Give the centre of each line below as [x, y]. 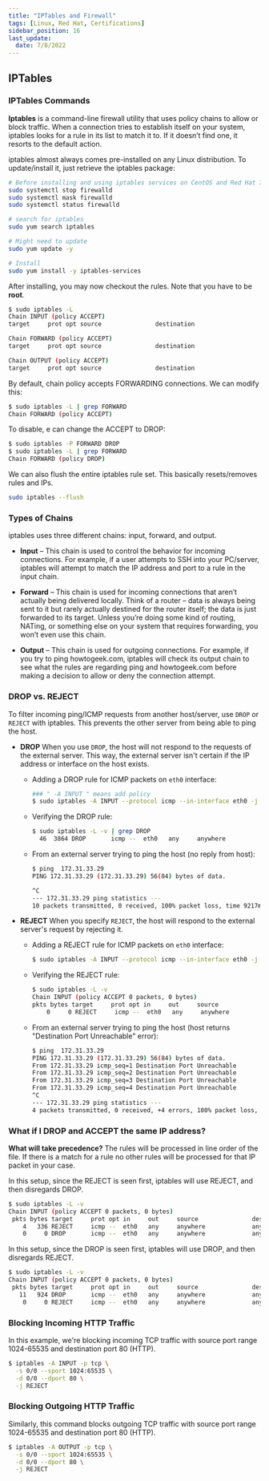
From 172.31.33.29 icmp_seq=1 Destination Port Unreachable [134, 1066]
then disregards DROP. [46, 1189]
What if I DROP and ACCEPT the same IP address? [107, 1131]
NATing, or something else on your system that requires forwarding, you [139, 626]
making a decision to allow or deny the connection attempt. [118, 676]
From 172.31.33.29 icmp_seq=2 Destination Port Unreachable [134, 1073]
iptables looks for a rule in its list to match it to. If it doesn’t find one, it [123, 135]
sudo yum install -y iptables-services [75, 271]
